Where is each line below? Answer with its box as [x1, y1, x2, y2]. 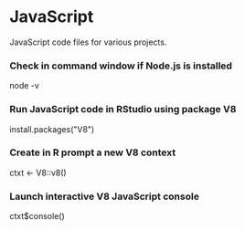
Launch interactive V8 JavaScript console [9, 190, 199, 203]
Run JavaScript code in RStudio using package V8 [9, 103, 237, 116]
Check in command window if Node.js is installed [9, 59, 233, 72]
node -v [9, 80, 39, 91]
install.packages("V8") [9, 123, 95, 134]
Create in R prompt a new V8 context [9, 146, 176, 159]
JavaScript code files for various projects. [9, 37, 167, 47]
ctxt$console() [9, 211, 66, 222]
